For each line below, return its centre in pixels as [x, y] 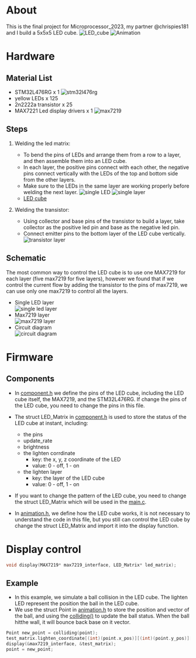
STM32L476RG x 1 [37, 92]
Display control [44, 549]
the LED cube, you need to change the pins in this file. [80, 405]
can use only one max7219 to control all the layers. [67, 291]
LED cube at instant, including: [51, 423]
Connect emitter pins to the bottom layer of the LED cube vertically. [104, 233]
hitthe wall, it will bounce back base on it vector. [72, 622]
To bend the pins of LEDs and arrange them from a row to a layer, [102, 155]
